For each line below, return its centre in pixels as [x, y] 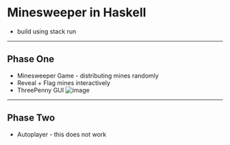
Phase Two [31, 118]
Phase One [31, 59]
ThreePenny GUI [40, 90]
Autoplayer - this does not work [62, 134]
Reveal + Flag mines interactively [64, 82]
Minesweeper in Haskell [77, 13]
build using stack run [47, 31]
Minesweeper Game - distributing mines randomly [88, 76]
